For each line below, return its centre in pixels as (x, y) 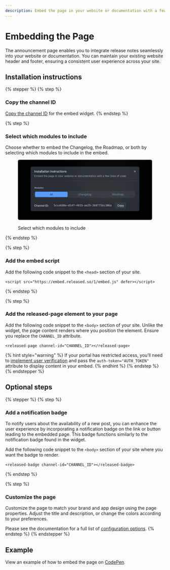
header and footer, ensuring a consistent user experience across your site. (83, 61)
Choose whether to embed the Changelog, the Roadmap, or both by (76, 147)
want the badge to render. (32, 455)
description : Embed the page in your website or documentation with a (81, 11)
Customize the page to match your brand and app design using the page (81, 508)
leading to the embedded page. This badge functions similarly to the (77, 434)
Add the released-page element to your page (61, 314)
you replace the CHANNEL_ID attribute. (44, 336)
